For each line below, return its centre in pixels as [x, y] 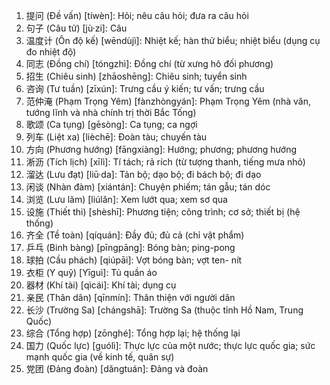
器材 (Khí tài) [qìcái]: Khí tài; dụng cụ [101, 285]
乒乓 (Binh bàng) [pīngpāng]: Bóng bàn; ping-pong [130, 247]
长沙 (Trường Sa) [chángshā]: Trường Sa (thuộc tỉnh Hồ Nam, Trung [164, 310]
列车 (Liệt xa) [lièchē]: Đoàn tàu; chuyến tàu [116, 137]
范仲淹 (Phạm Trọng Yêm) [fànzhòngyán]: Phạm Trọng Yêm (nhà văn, [168, 101]
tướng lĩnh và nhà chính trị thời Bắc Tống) [111, 112]
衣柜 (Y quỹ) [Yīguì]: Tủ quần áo [91, 272]
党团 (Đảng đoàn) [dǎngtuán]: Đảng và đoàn [117, 368]
